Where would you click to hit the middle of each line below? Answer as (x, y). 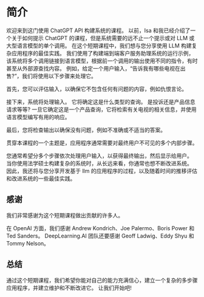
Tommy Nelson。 (28, 243)
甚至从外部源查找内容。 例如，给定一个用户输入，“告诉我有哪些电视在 (93, 68)
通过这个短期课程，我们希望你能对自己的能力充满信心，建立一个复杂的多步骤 (102, 280)
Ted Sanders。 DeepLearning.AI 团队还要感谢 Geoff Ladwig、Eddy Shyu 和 (100, 236)
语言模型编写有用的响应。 (38, 117)
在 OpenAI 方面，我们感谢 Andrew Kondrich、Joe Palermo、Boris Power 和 (100, 228)
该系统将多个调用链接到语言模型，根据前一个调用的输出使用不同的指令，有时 (102, 61)
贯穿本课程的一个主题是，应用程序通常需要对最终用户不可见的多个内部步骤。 (102, 143)
